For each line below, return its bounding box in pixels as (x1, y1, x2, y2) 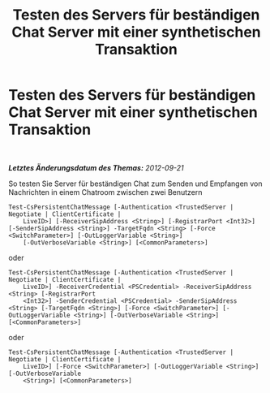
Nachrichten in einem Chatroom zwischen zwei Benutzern (8, 187, 203, 196)
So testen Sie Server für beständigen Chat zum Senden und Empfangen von (8, 179, 263, 188)
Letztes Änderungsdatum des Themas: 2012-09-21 (8, 162, 184, 172)
